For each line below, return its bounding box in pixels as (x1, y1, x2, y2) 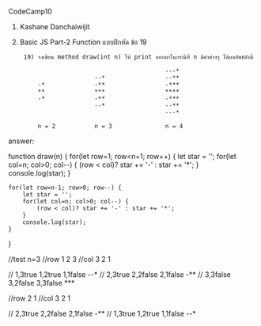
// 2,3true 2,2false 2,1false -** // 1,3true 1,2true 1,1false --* (8, 309, 196, 318)
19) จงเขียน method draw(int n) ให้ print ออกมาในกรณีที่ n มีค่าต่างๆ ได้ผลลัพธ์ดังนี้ (23, 53, 254, 61)
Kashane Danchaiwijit (19, 22, 90, 31)
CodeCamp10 (8, 7, 53, 16)
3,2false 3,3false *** (8, 279, 75, 287)
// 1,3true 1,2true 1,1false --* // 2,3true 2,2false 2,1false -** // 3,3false (8, 270, 232, 279)
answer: (8, 136, 35, 146)
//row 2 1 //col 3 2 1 (8, 294, 71, 303)
